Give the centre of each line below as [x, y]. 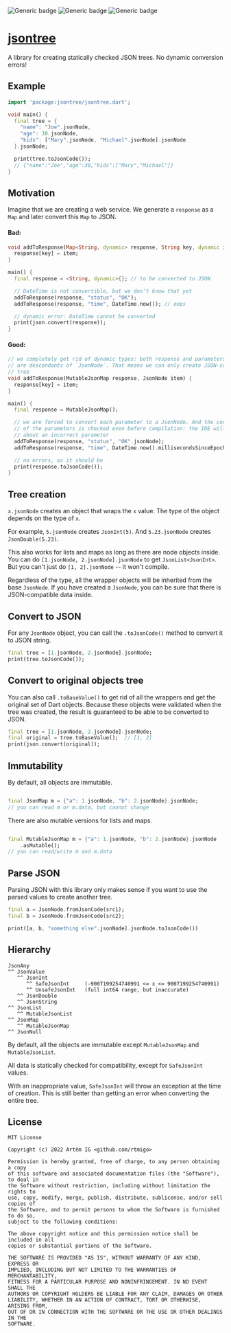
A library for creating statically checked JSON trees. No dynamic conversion [115, 57]
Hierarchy [29, 950]
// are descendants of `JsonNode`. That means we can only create [105, 366]
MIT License [25, 1138]
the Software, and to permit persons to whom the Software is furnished [114, 1210]
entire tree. [23, 1100]
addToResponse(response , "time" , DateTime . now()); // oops [100, 304]
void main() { [28, 114]
